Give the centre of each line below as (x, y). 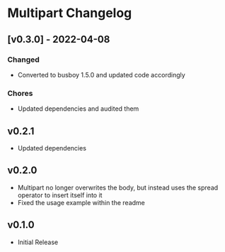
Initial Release (38, 242)
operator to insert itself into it (60, 195)
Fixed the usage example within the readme (81, 202)
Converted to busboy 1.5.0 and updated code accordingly (101, 75)
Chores (20, 93)
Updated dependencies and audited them (78, 109)
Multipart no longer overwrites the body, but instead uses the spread (118, 187)
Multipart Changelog (70, 13)
